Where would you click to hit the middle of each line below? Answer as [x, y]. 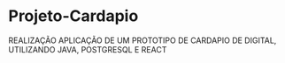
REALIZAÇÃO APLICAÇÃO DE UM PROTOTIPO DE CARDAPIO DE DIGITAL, [142, 40]
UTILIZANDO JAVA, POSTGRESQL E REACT [88, 49]
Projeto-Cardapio [73, 16]
